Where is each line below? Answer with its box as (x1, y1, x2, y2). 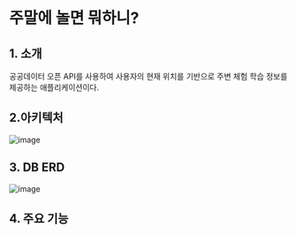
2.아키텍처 (9, 110, 64, 125)
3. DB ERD (9, 160, 65, 175)
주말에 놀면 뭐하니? (9, 8, 140, 28)
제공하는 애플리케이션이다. (9, 82, 100, 93)
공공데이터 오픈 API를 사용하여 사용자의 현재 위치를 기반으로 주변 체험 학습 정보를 (9, 72, 288, 81)
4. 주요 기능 (9, 211, 69, 226)
